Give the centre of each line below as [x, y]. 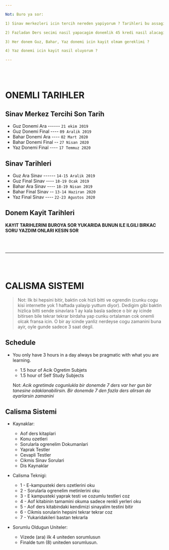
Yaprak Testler [35, 449]
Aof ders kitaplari [38, 434]
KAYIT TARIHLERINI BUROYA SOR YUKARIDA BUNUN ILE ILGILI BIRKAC [81, 225]
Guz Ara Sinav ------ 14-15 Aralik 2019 [54, 175]
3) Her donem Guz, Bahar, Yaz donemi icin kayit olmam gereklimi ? [77, 42]
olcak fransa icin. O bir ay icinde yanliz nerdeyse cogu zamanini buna [89, 321]
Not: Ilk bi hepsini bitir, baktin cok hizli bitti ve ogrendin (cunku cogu [88, 300]
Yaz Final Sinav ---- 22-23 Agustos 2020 [54, 197]
